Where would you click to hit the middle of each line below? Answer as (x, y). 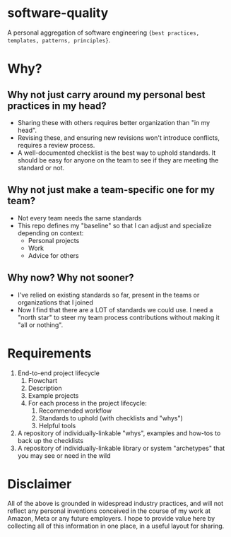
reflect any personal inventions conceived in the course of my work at (109, 511)
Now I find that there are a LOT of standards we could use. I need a (115, 309)
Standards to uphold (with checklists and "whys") (111, 418)
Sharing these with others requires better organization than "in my (114, 122)
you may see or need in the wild (64, 455)
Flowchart (43, 380)
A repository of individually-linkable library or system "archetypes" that (121, 448)
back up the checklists (50, 440)
